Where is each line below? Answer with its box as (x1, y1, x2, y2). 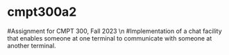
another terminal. (7, 41, 57, 49)
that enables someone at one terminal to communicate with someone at (7, 34, 212, 42)
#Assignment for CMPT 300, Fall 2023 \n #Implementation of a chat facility (7, 27, 222, 35)
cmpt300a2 (7, 4, 77, 20)
